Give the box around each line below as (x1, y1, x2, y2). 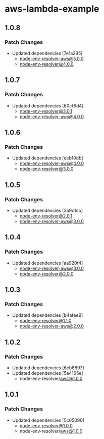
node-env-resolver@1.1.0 (19, 318, 72, 324)
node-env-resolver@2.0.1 (19, 212, 73, 219)
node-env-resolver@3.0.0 (19, 166, 74, 172)
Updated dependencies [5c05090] (12, 417, 84, 423)
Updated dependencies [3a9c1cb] (12, 207, 83, 213)
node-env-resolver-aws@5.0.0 (19, 56, 84, 62)
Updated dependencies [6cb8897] (12, 365, 84, 371)
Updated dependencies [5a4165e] (12, 370, 83, 376)
